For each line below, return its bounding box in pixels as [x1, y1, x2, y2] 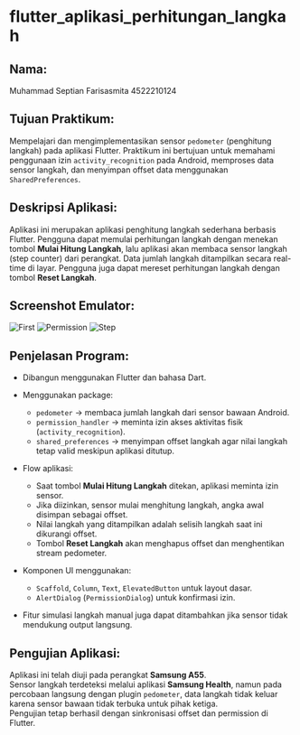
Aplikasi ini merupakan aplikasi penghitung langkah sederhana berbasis [9, 224, 277, 235]
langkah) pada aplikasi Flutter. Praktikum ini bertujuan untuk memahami [9, 144, 276, 155]
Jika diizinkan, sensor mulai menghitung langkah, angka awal [35, 499, 265, 511]
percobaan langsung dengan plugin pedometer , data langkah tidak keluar [9, 689, 278, 700]
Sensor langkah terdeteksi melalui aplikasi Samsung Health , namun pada [9, 679, 283, 690]
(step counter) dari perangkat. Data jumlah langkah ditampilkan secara [9, 253, 272, 264]
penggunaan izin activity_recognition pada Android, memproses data [9, 154, 274, 165]
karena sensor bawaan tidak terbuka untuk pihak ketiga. [9, 698, 219, 710]
